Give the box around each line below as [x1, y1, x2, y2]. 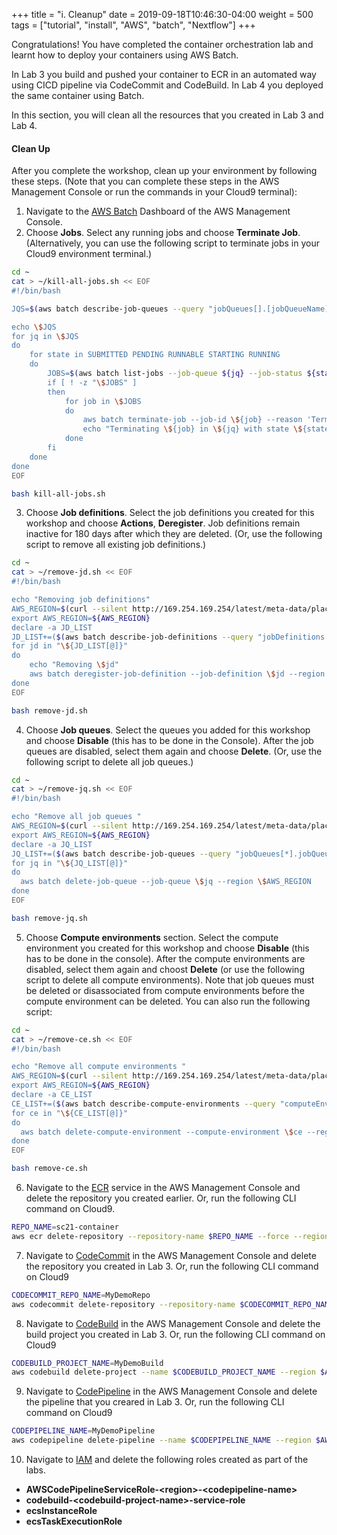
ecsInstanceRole [25, 1505, 98, 1517]
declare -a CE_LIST [11, 1090, 93, 1100]
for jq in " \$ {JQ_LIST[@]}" [11, 858, 129, 868]
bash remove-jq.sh [11, 913, 88, 923]
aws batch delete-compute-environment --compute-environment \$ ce [20, 1127, 303, 1137]
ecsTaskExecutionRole [25, 1515, 123, 1528]
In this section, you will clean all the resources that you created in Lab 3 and [11, 109, 324, 121]
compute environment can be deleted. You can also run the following [25, 995, 311, 1007]
